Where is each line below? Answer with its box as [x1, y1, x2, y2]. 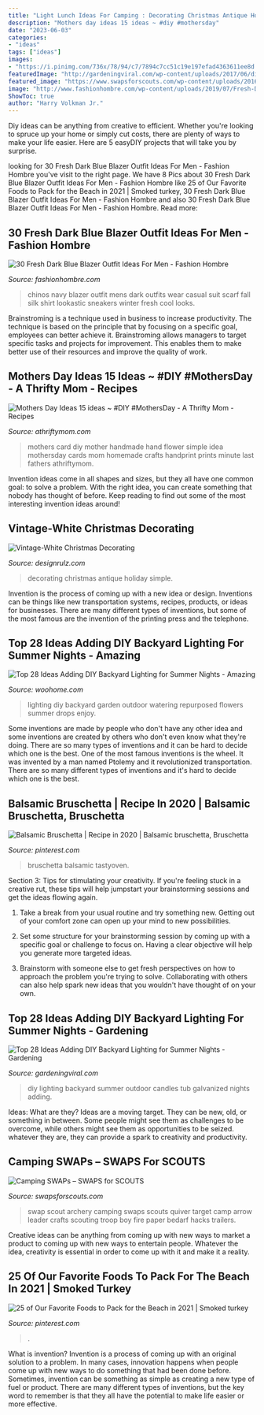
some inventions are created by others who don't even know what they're [8, 732, 247, 741]
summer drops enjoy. [27, 708, 97, 718]
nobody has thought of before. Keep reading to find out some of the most [8, 490, 246, 500]
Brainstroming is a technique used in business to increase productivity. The [8, 313, 252, 323]
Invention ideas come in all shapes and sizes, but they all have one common [8, 474, 254, 483]
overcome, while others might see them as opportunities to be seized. [8, 1124, 234, 1133]
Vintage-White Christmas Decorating [8, 522, 195, 536]
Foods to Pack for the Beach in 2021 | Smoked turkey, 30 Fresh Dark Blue [8, 187, 246, 196]
